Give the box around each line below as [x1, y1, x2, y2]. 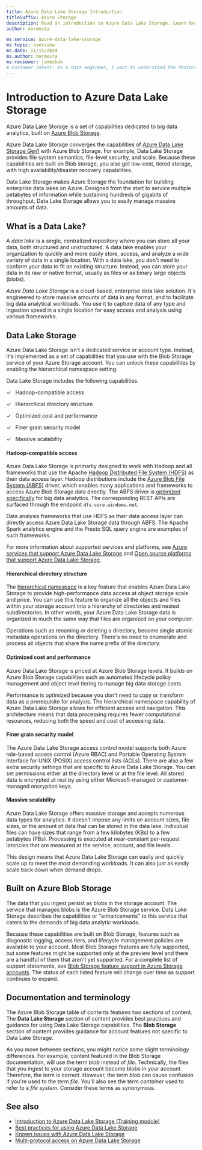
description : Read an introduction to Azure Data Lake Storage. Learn [6, 20, 187, 26]
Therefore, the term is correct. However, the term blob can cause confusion [6, 1071, 194, 1078]
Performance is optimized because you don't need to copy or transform [6, 691, 185, 699]
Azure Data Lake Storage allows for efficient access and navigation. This [6, 704, 186, 711]
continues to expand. [6, 975, 59, 982]
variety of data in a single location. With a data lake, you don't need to [6, 256, 180, 264]
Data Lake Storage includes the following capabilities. [6, 377, 139, 385]
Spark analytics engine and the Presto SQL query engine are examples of [6, 525, 188, 533]
